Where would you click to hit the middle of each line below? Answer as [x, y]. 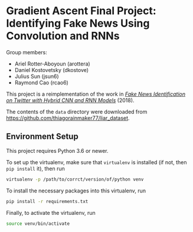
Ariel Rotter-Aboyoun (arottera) [52, 64]
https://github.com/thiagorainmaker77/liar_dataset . [68, 118]
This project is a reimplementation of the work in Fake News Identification [96, 94]
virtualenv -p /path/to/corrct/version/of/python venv [75, 179]
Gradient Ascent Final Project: [81, 11]
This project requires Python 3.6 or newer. [57, 151]
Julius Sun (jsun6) [37, 76]
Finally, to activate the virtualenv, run [51, 213]
